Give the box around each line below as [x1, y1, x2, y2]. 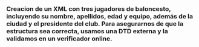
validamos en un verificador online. [6, 35, 113, 43]
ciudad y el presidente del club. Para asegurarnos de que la [6, 20, 183, 28]
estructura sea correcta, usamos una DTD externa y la [6, 27, 168, 35]
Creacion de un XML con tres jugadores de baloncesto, [6, 5, 171, 13]
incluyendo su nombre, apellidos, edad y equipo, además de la [6, 12, 194, 20]
